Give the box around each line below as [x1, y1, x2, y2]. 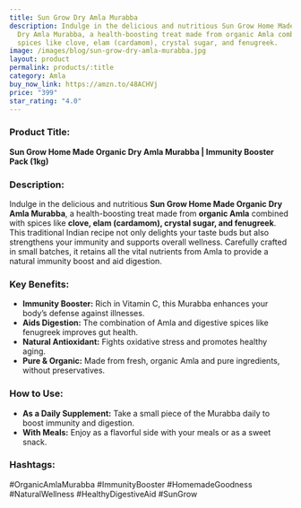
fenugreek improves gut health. [21, 327, 139, 338]
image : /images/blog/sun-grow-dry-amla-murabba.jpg [9, 47, 206, 56]
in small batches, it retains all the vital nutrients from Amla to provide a [9, 245, 269, 256]
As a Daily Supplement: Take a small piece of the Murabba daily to [21, 408, 271, 418]
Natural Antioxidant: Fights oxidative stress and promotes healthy [21, 337, 268, 348]
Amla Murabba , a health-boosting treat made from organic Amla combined [9, 208, 289, 219]
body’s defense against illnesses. [21, 308, 145, 319]
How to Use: [9, 387, 64, 400]
